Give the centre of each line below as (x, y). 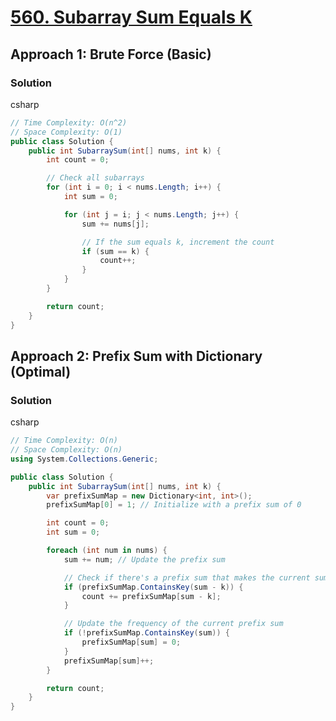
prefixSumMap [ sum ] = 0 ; (131, 642)
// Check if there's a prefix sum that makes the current (187, 577)
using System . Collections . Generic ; (84, 459)
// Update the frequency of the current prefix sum (173, 624)
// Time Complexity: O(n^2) (69, 122)
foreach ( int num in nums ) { (107, 551)
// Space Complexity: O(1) (66, 132)
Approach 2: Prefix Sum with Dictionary (136, 356)
